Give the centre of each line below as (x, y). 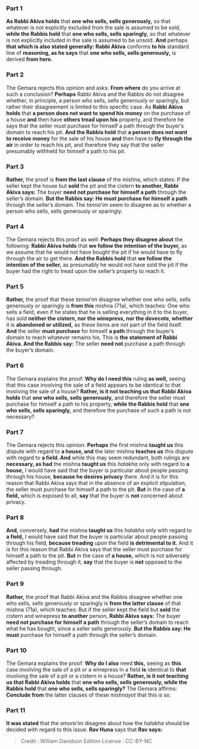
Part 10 (16, 650)
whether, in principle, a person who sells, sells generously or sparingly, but (98, 100)
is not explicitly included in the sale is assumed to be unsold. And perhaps (97, 41)
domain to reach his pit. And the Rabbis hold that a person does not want (97, 132)
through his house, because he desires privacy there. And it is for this (92, 477)
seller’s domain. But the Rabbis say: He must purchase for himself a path (97, 198)
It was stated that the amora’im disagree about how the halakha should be (98, 723)
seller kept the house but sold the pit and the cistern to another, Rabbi (92, 185)
